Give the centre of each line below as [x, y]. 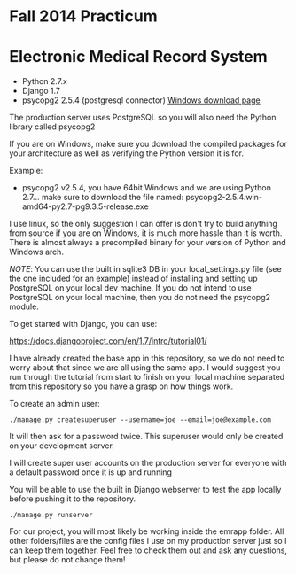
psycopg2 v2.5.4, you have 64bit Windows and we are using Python [147, 188]
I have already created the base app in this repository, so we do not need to [147, 358]
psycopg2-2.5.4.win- [224, 198]
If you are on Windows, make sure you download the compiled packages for [148, 144]
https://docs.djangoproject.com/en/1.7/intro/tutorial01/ [108, 341]
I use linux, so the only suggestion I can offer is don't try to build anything [143, 224]
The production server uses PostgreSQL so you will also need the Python [143, 118]
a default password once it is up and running [91, 472]
